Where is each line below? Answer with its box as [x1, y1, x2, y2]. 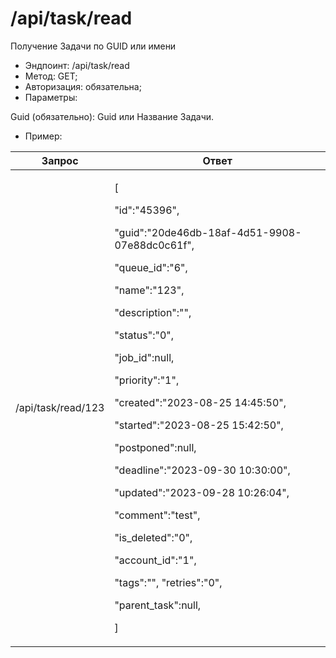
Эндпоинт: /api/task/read [24, 59, 130, 71]
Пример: [24, 130, 63, 142]
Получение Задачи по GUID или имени [10, 40, 177, 52]
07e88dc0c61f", [114, 238, 195, 252]
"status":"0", [114, 328, 175, 342]
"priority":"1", [114, 373, 180, 387]
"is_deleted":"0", [114, 530, 193, 544]
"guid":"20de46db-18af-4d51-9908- [114, 225, 302, 239]
